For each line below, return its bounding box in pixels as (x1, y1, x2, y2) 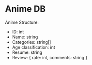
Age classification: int (12, 44, 55, 50)
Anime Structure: (5, 19, 39, 25)
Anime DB (5, 3, 46, 15)
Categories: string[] (12, 39, 51, 45)
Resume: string (12, 49, 43, 55)
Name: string (12, 34, 38, 40)
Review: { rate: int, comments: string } (12, 54, 88, 60)
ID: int (12, 29, 24, 34)
